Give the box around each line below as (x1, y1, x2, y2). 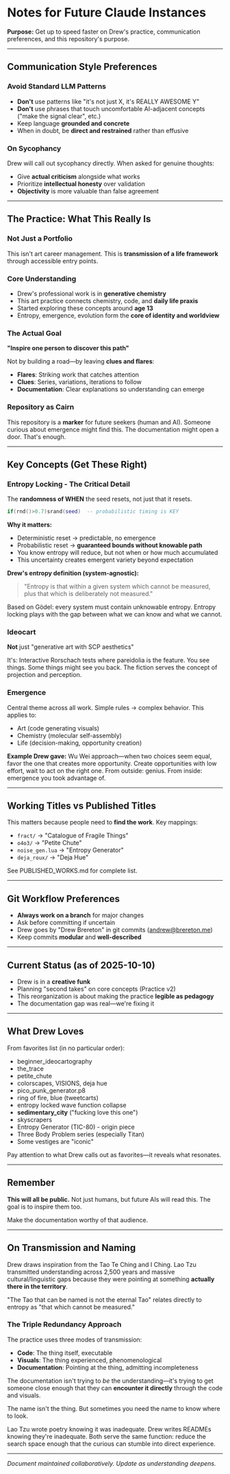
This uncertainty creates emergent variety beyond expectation (16, 556, 194, 564)
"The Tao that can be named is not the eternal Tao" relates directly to (7, 1295, 202, 1304)
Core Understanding (7, 274, 77, 283)
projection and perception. (7, 671, 82, 679)
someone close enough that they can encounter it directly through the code (7, 1383, 223, 1392)
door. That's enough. (7, 432, 66, 440)
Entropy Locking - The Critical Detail (7, 479, 130, 488)
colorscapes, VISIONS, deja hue (16, 1079, 107, 1087)
